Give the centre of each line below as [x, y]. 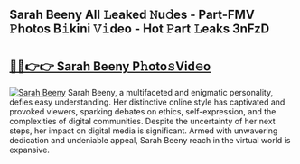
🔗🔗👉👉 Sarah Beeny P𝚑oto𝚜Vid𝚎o [110, 66]
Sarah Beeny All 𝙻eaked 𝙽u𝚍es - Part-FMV [132, 15]
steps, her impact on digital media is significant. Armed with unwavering [144, 131]
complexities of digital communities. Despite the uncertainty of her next [142, 121]
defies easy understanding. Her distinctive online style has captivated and [147, 102]
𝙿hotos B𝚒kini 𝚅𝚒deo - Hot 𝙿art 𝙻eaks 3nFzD [140, 29]
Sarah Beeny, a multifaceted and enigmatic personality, [170, 92]
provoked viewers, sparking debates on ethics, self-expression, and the [143, 111]
